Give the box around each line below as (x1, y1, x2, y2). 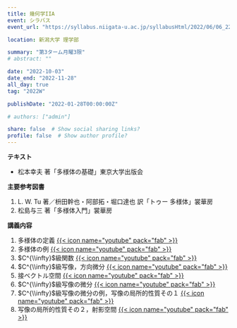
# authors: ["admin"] (7, 113, 71, 120)
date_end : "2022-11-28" (7, 75, 78, 82)
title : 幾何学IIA (7, 10, 55, 18)
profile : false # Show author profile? (7, 132, 128, 139)
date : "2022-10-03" (7, 68, 65, 75)
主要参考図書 (7, 182, 44, 191)
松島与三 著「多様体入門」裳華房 (17, 206, 113, 215)
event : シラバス (7, 17, 51, 24)
